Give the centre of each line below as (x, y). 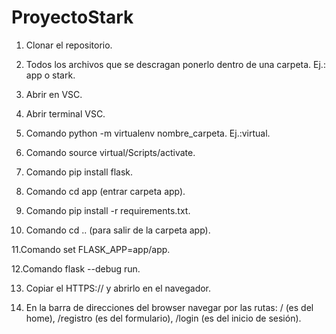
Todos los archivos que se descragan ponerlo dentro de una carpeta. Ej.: (175, 64)
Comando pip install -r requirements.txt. (108, 210)
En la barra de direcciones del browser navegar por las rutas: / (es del (169, 307)
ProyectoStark (72, 17)
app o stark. (50, 75)
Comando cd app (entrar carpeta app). (105, 191)
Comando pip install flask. (79, 172)
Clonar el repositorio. (69, 45)
